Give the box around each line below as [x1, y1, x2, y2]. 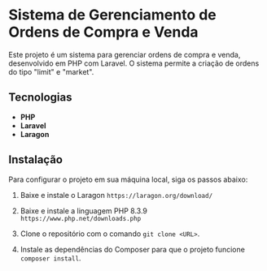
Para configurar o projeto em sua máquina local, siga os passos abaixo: [8, 174, 248, 184]
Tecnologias [8, 91, 72, 105]
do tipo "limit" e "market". [8, 67, 94, 76]
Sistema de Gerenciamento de [8, 6, 217, 24]
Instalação [8, 153, 63, 167]
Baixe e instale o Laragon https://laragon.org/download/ [20, 190, 213, 200]
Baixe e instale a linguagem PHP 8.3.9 [20, 205, 148, 216]
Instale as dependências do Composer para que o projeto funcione [20, 244, 246, 254]
